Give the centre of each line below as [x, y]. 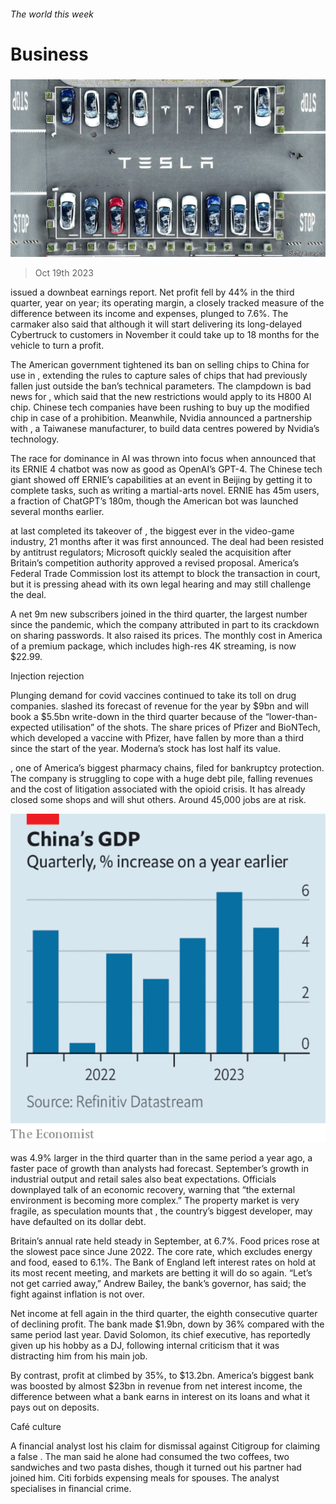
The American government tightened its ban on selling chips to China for [160, 364]
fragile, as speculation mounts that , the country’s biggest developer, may [161, 1211]
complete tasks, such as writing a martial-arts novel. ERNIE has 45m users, [165, 490]
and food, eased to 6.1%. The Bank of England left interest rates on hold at [163, 1262]
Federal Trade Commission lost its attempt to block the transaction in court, [165, 573]
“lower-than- [291, 716]
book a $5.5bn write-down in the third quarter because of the [136, 716]
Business [49, 54]
